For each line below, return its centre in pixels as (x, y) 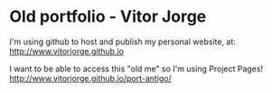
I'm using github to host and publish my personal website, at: (123, 42)
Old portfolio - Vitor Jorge (108, 17)
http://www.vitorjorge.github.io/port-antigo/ (90, 78)
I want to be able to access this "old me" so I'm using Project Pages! (136, 69)
